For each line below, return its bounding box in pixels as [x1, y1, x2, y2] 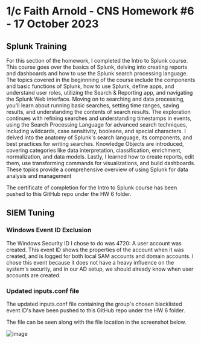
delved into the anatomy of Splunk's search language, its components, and [6, 134, 193, 141]
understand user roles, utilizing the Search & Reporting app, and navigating [6, 89, 193, 96]
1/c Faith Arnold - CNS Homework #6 [6, 4, 194, 18]
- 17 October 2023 [6, 17, 99, 31]
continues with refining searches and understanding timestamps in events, [6, 115, 192, 122]
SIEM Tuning [6, 208, 55, 218]
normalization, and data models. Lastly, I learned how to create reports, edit [6, 153, 194, 160]
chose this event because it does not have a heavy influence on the [6, 259, 174, 266]
